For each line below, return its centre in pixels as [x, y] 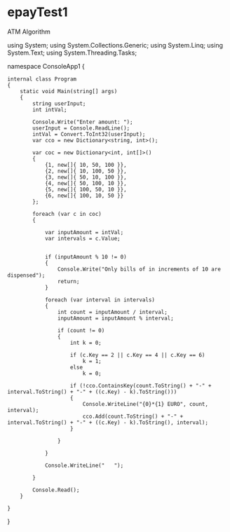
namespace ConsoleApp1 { [46, 66]
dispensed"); [26, 275]
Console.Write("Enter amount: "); [83, 122]
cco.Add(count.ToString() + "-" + [133, 416]
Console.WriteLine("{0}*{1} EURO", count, [146, 404]
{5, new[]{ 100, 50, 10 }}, [86, 189]
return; [68, 281]
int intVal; [50, 109]
